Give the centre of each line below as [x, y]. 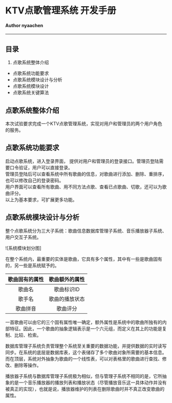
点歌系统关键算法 [31, 92]
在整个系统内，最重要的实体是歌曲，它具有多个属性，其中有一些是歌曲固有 [84, 259]
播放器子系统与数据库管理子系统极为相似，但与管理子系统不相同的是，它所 [84, 376]
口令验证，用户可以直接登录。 [41, 167]
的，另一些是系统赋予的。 [32, 265]
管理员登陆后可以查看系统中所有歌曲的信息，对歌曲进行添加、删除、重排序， [86, 174]
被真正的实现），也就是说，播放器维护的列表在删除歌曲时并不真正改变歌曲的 [85, 389]
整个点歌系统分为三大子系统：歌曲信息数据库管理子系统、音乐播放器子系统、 [86, 231]
